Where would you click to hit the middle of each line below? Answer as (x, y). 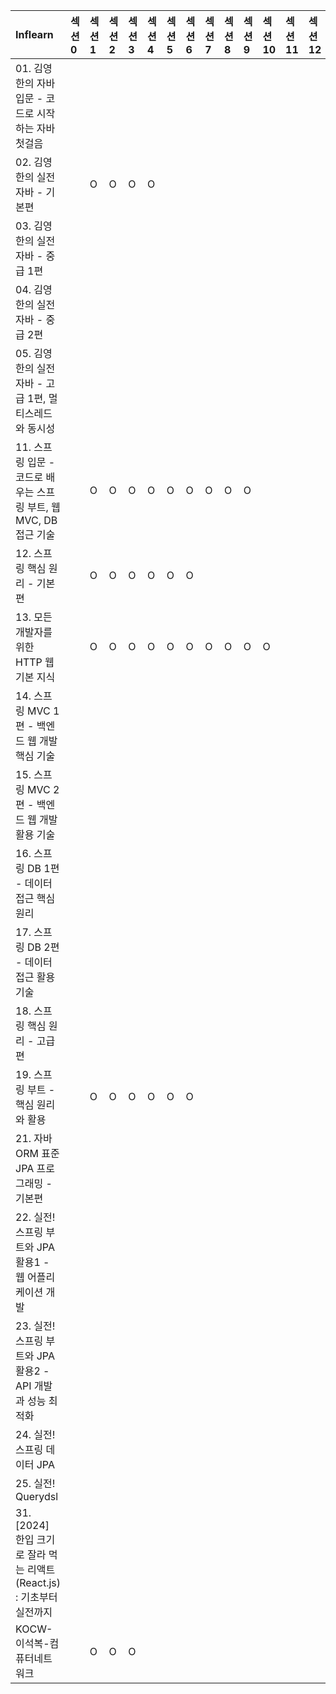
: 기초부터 (36, 1597)
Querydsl (37, 1496)
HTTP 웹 (35, 662)
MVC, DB (36, 520)
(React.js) (38, 1582)
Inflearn (34, 34)
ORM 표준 (37, 1153)
